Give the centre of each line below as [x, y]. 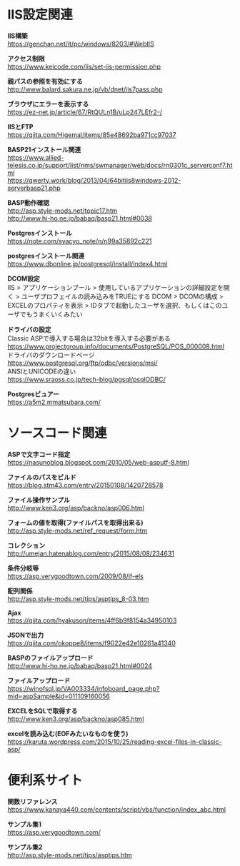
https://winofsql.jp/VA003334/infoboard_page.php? [84, 688]
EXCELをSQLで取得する [42, 710]
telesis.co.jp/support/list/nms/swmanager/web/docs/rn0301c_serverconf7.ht [120, 165]
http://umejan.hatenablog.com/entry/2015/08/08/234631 [91, 553]
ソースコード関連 [57, 433]
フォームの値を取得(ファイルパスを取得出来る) [76, 523]
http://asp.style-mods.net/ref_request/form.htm [77, 530]
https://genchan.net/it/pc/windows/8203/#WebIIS [81, 44]
